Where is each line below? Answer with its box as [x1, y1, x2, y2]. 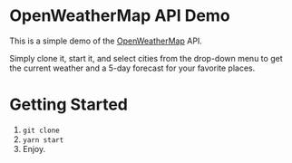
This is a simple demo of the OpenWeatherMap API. [9, 35, 202, 46]
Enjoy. [22, 143, 46, 154]
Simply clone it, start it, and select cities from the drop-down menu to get [9, 53, 283, 63]
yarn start [22, 135, 64, 145]
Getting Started [9, 94, 129, 115]
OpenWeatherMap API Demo [9, 5, 230, 26]
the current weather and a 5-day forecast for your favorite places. [9, 62, 256, 73]
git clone [22, 126, 61, 135]
